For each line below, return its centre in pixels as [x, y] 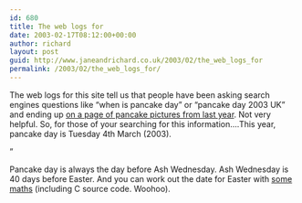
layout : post [34, 52]
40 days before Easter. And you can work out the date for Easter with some [151, 178]
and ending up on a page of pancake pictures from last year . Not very [141, 114]
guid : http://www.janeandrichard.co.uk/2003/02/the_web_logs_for [136, 60]
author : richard [40, 43]
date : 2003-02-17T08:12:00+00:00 [73, 35]
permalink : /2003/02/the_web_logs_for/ [85, 69]
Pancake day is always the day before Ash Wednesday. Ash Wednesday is [149, 169]
